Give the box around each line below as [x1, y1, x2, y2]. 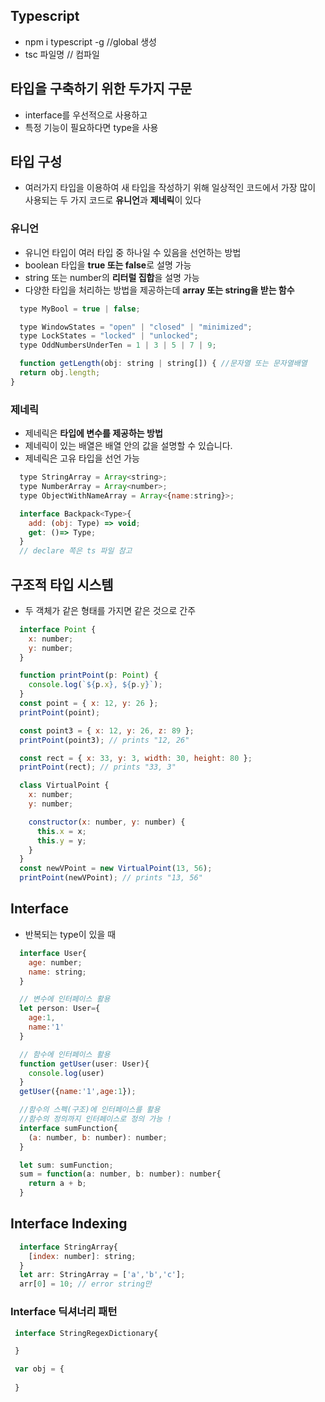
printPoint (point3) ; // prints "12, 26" [19, 735, 190, 745]
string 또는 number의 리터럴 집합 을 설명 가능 [24, 271, 200, 283]
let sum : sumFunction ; [19, 1160, 114, 1170]
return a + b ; [28, 1179, 87, 1189]
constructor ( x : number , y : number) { [28, 817, 186, 827]
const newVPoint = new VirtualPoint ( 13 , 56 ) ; [19, 864, 213, 874]
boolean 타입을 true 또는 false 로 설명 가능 [24, 259, 192, 271]
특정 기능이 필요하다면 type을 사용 [24, 121, 159, 133]
